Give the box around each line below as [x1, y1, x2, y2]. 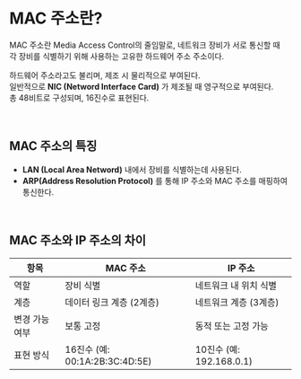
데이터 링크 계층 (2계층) [64, 295, 159, 308]
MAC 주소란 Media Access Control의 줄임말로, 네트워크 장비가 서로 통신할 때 [9, 40, 280, 50]
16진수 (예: [64, 343, 110, 356]
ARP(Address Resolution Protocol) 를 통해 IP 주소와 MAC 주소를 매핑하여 [21, 175, 288, 186]
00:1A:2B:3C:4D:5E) [64, 355, 152, 367]
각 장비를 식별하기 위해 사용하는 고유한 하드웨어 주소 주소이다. [9, 50, 225, 61]
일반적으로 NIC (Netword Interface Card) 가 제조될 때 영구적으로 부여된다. [9, 81, 274, 92]
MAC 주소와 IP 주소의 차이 [9, 233, 146, 248]
